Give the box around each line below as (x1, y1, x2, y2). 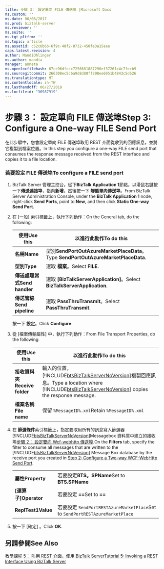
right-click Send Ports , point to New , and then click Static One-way (12, 198, 149, 204)
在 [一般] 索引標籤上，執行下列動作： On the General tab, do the (12, 214, 140, 220)
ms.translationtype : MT (5, 76, 54, 80)
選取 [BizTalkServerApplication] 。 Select (46, 276, 141, 283)
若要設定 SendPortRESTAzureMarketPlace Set (57, 504, 156, 511)
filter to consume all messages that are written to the (12, 444, 119, 450)
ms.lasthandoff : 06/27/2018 (5, 84, 62, 90)
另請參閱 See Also (5, 539, 59, 547)
